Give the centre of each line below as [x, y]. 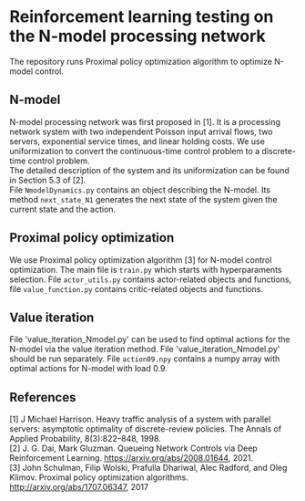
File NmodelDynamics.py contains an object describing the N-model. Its [140, 190]
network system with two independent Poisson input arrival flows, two [141, 131]
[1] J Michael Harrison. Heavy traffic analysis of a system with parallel [140, 419]
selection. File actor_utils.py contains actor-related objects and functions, [151, 279]
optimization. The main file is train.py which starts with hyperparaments [146, 269]
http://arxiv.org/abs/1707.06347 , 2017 [79, 487]
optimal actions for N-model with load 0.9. [89, 369]
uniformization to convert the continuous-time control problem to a [135, 151]
